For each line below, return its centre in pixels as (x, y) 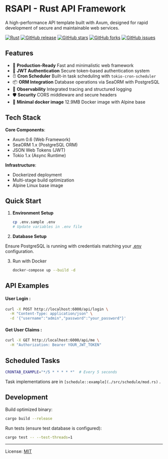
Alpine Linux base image (38, 185)
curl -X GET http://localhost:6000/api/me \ (52, 340)
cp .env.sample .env (34, 222)
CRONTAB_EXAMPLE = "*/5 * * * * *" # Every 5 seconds (61, 372)
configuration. (19, 251)
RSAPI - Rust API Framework (65, 9)
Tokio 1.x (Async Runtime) (39, 155)
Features (19, 53)
